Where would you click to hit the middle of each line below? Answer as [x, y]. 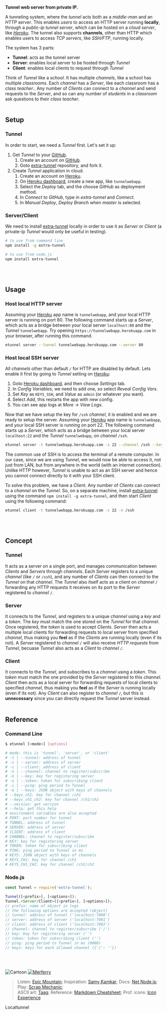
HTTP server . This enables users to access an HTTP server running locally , [83, 22]
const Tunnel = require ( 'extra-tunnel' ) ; [49, 888]
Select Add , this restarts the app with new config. [63, 399]
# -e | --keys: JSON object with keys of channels [59, 790]
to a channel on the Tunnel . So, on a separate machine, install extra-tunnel [82, 491]
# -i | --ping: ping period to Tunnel [45, 786]
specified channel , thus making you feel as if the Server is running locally [80, 688]
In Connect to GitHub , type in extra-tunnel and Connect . [77, 197]
